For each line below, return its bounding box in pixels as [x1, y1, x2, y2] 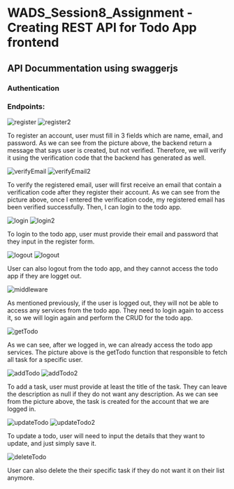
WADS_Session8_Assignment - [7, 5, 193, 21]
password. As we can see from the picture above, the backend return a [7, 138, 212, 147]
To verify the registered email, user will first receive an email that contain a [7, 180, 222, 189]
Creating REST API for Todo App [7, 20, 197, 36]
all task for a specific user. [7, 355, 83, 363]
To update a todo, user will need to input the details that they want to [7, 431, 205, 440]
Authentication [7, 83, 59, 93]
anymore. [7, 473, 35, 482]
